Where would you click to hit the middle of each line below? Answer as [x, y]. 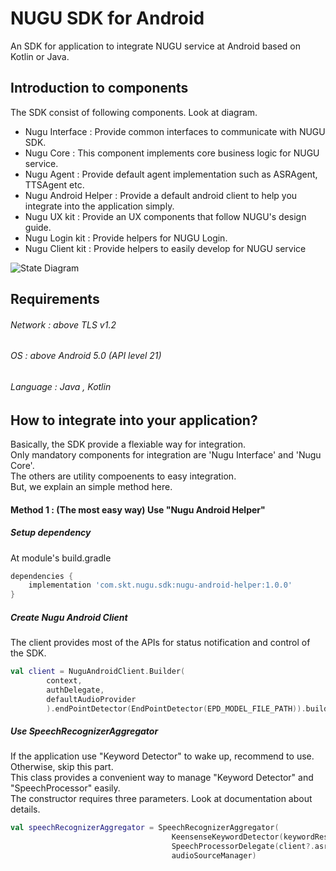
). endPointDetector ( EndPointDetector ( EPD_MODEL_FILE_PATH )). [176, 708]
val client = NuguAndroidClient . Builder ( [98, 672]
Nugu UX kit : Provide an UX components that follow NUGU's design [165, 216]
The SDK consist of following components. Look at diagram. [134, 112]
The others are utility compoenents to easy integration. [123, 476]
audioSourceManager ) [214, 856]
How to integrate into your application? [134, 420]
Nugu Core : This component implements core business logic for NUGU [172, 153]
